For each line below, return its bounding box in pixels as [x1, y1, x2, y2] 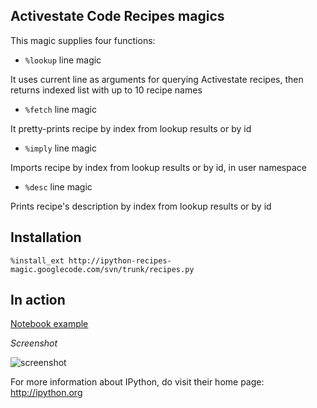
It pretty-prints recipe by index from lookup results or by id [10, 122, 252, 134]
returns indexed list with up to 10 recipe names [10, 84, 203, 96]
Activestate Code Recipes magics [10, 8, 225, 25]
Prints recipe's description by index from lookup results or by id [10, 200, 272, 212]
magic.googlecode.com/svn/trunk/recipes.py [10, 264, 195, 274]
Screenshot [10, 337, 58, 349]
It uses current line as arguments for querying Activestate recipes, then [10, 73, 304, 85]
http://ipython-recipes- [68, 255, 172, 266]
